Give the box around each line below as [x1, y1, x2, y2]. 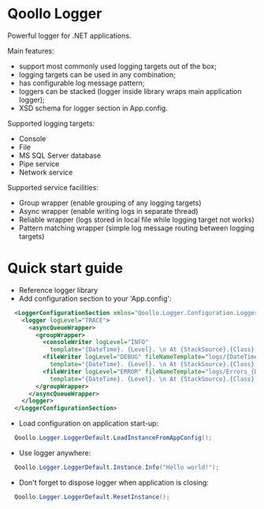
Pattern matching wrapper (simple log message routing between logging [18, 223, 255, 233]
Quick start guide [7, 260, 124, 277]
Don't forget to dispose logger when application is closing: [18, 477, 210, 487]
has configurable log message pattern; [18, 78, 145, 88]
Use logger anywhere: [18, 448, 91, 458]
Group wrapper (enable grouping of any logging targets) [18, 198, 202, 208]
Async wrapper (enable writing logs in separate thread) [18, 206, 199, 215]
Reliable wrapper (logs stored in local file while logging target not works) [18, 215, 255, 224]
